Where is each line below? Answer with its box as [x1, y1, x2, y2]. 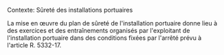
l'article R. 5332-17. [7, 41, 62, 49]
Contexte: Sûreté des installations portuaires [7, 6, 133, 14]
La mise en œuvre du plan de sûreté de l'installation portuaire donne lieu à [7, 19, 218, 27]
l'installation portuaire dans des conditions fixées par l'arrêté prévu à [7, 34, 202, 42]
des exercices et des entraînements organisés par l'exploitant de [7, 27, 190, 34]
